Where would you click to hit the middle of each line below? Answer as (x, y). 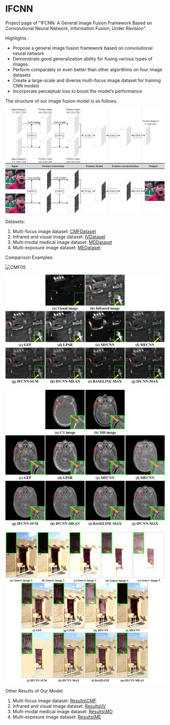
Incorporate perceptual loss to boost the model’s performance (77, 91)
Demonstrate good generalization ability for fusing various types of (82, 58)
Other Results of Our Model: (34, 691)
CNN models (26, 86)
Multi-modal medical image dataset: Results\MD (62, 712)
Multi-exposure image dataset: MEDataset (56, 248)
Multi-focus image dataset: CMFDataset (54, 232)
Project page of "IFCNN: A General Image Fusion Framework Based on (79, 23)
